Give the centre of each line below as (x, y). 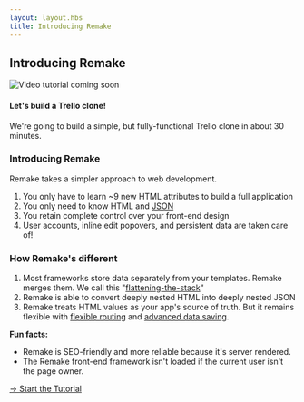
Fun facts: (29, 334)
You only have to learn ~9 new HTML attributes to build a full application (157, 196)
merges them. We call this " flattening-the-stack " (113, 288)
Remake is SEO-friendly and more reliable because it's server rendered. (157, 352)
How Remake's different (64, 258)
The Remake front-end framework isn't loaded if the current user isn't (153, 362)
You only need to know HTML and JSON (98, 206)
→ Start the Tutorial (45, 389)
